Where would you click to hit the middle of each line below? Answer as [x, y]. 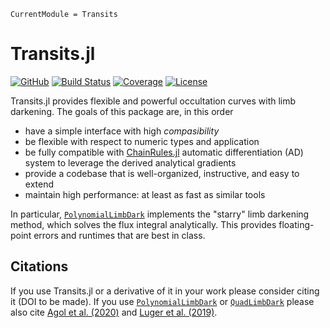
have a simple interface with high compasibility [122, 131]
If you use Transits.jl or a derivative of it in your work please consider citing [165, 291]
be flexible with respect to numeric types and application [142, 141]
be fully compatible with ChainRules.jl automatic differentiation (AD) [164, 152]
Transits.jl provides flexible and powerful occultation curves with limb [153, 101]
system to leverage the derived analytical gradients [130, 162]
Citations [39, 266]
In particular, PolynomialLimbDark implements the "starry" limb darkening [160, 214]
